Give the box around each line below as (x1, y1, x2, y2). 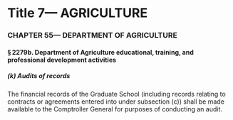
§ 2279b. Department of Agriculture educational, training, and (7, 48, 194, 56)
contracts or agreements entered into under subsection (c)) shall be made (7, 97, 224, 106)
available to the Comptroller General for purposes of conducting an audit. (7, 104, 223, 113)
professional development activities (7, 55, 116, 64)
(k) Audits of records (7, 72, 71, 80)
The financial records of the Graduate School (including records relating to (7, 89, 226, 98)
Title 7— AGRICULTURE (7, 5, 148, 21)
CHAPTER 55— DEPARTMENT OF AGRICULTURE (7, 31, 178, 40)
